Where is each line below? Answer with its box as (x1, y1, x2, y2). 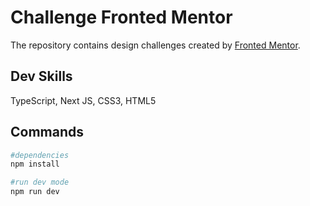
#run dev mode (10, 177, 70, 188)
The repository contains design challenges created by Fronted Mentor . (10, 39, 301, 51)
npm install (10, 159, 60, 170)
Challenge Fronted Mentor (10, 6, 233, 29)
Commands (10, 124, 85, 141)
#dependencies (10, 150, 70, 160)
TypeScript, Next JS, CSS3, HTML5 (10, 94, 157, 106)
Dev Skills (10, 68, 73, 85)
